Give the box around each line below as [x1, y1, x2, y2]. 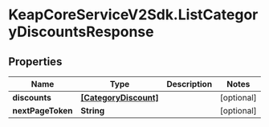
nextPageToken [12, 105, 74, 116]
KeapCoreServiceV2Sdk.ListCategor [8, 6, 259, 24]
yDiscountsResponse [8, 23, 154, 41]
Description [166, 79, 213, 89]
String [80, 105, 105, 116]
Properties [8, 55, 63, 68]
